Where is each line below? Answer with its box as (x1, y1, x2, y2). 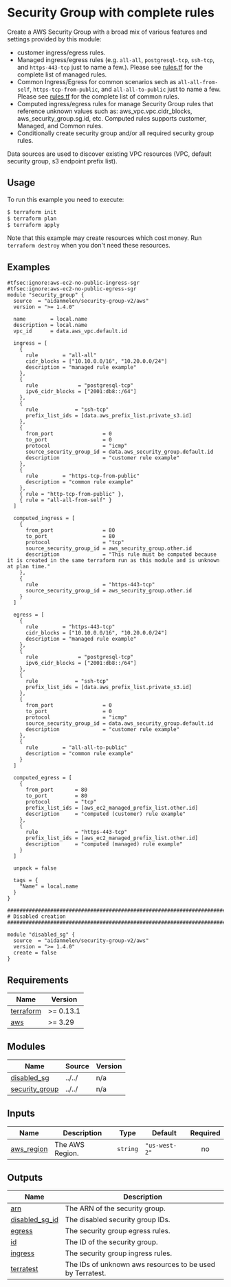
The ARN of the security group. (65, 1204, 166, 1213)
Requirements (7, 974, 69, 986)
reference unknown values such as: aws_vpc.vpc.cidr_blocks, (16, 107, 192, 115)
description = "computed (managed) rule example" (25, 841, 184, 848)
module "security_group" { (7, 292, 85, 299)
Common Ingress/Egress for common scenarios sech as (16, 77, 177, 86)
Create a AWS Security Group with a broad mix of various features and (7, 28, 208, 36)
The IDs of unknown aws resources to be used (65, 1260, 215, 1270)
